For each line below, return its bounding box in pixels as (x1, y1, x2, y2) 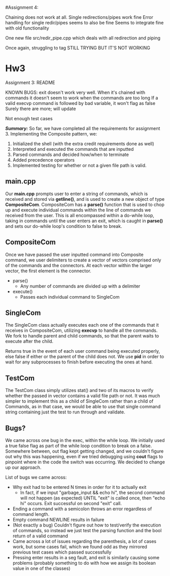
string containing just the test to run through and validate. (5, 409, 125, 415)
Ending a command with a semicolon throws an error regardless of (12, 506, 152, 512)
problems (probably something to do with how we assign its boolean (12, 560, 156, 566)
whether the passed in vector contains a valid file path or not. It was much (5, 392, 160, 399)
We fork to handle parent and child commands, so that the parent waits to (5, 333, 159, 339)
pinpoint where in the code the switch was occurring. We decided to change (5, 459, 165, 465)
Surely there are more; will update (5, 106, 76, 112)
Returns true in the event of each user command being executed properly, (5, 348, 160, 354)
